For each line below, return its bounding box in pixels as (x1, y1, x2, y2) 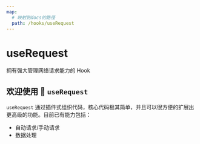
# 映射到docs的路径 (12, 15, 56, 21)
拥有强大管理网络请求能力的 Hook (6, 67, 90, 74)
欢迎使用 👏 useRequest (6, 86, 88, 97)
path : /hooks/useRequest (12, 20, 75, 26)
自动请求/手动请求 (15, 124, 60, 131)
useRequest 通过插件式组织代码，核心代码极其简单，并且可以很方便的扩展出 (6, 103, 195, 111)
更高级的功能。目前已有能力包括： (6, 111, 92, 119)
